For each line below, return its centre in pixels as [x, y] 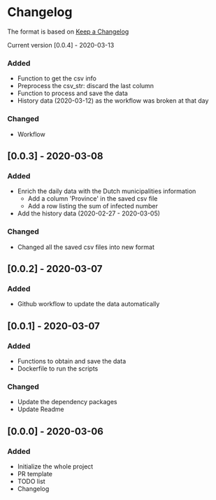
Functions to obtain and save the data [72, 361]
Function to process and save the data [72, 93]
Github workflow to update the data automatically [88, 304]
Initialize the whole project [55, 466]
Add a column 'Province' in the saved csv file [93, 199]
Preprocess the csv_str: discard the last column [86, 86]
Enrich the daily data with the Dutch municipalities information [107, 191]
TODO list [31, 481]
